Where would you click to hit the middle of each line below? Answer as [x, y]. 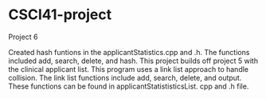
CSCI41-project [60, 15]
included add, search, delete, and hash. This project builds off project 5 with [133, 61]
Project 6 [23, 37]
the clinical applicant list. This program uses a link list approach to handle [129, 69]
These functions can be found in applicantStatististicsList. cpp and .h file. [129, 86]
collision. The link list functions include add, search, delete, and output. [125, 77]
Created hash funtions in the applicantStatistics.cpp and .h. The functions [129, 52]
